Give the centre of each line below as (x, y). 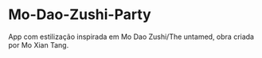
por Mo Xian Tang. (39, 44)
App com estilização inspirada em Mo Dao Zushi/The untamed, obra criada (131, 37)
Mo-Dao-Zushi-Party (80, 15)
